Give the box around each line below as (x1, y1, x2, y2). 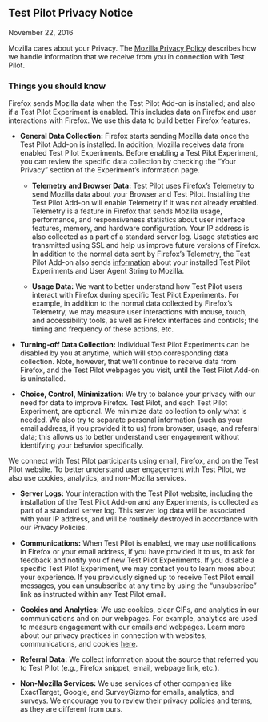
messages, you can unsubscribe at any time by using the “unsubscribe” (19, 581, 258, 590)
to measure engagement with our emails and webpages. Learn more (19, 622, 246, 632)
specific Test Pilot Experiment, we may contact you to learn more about (19, 564, 256, 574)
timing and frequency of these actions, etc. (31, 324, 174, 334)
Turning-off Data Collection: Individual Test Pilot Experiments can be (19, 340, 250, 350)
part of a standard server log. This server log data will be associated (19, 505, 246, 516)
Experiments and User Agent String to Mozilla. (31, 266, 185, 276)
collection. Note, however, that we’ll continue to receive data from (19, 357, 237, 367)
